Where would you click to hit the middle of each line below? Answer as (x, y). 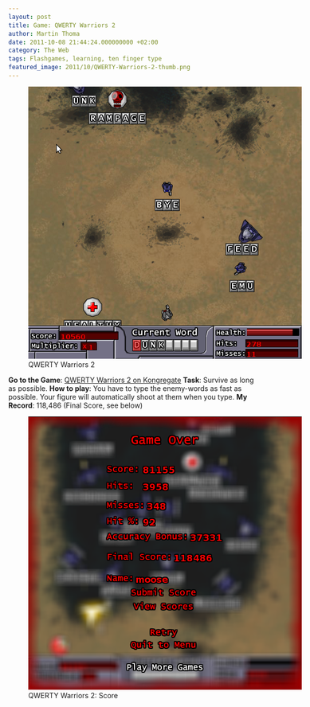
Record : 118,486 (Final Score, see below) (76, 405)
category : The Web (39, 51)
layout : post (30, 17)
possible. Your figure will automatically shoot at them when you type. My (128, 396)
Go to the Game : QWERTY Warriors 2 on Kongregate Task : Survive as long (131, 380)
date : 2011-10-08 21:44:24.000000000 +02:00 (83, 42)
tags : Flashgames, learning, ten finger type (85, 59)
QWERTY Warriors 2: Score (73, 695)
